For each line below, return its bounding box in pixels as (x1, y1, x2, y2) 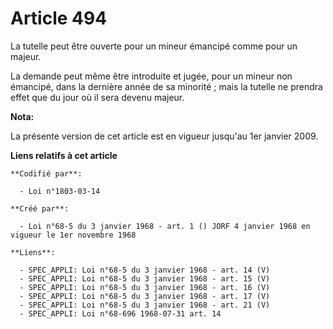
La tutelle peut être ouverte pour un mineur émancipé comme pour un (10, 40, 298, 52)
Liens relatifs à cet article (10, 149, 118, 161)
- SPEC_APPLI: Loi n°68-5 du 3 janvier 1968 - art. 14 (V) (19, 265, 271, 275)
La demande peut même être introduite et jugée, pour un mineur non (10, 70, 293, 82)
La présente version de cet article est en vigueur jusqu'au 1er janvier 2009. (10, 130, 319, 142)
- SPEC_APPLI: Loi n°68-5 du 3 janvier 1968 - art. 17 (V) (19, 291, 271, 301)
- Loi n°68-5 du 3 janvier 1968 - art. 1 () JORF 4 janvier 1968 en (19, 221, 311, 231)
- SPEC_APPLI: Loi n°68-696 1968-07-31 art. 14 (19, 308, 222, 319)
